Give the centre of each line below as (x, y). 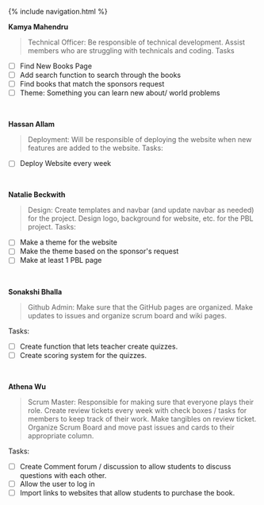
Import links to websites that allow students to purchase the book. (127, 492)
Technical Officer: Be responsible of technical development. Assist (136, 42)
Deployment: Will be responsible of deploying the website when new (140, 140)
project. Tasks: (52, 227)
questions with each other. (63, 475)
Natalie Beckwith (37, 195)
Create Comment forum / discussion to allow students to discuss (125, 466)
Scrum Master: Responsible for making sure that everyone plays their (141, 402)
